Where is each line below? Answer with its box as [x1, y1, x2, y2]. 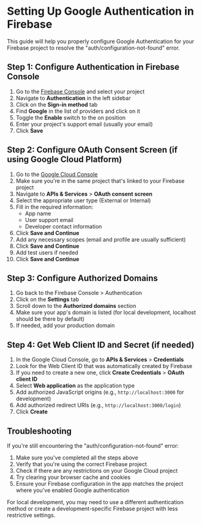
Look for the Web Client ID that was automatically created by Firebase [15, 362, 192, 370]
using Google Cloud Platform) [7, 155, 122, 165]
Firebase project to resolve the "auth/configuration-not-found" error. [7, 44, 180, 52]
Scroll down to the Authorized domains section [15, 302, 137, 310]
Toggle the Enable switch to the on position [15, 113, 126, 121]
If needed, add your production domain [15, 322, 115, 329]
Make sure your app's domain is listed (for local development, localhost [15, 308, 196, 316]
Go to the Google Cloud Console [15, 171, 98, 178]
